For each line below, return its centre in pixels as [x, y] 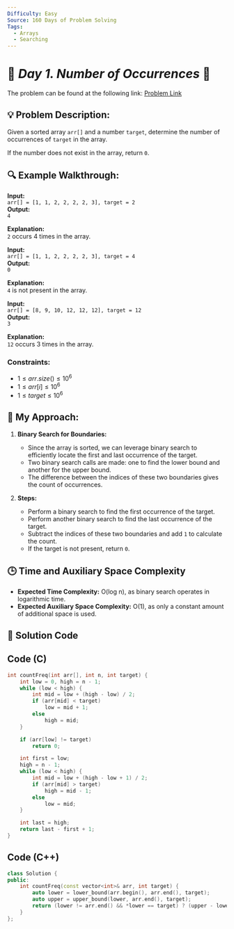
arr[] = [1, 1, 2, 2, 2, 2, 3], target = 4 [71, 256]
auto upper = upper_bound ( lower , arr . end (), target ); [112, 899]
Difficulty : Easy [32, 14]
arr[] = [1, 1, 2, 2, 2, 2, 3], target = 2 [71, 203]
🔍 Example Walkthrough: [63, 176]
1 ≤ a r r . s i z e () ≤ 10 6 [45, 378]
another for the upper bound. [69, 470]
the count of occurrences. [65, 484]
